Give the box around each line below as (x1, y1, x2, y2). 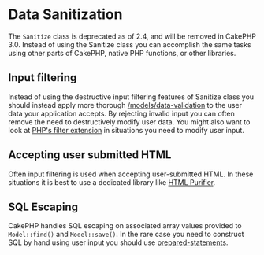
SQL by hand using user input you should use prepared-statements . (8, 238, 229, 247)
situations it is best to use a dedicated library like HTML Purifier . (8, 177, 216, 187)
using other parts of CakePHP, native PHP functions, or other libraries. (8, 48, 236, 57)
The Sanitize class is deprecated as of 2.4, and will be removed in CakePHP (8, 31, 256, 41)
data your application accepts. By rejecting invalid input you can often (8, 109, 235, 118)
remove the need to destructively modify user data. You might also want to (8, 116, 251, 127)
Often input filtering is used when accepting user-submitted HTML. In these (8, 169, 254, 179)
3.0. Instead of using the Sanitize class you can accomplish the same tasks (8, 39, 251, 49)
